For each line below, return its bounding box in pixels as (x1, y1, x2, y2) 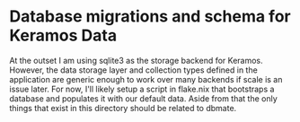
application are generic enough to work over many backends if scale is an (9, 74, 283, 84)
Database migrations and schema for (9, 6, 291, 27)
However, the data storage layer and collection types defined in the (9, 65, 258, 75)
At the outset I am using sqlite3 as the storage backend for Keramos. (9, 55, 263, 65)
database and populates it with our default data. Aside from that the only (9, 92, 278, 104)
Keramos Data (9, 25, 118, 46)
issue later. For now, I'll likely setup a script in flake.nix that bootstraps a (9, 83, 275, 94)
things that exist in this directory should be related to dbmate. (9, 102, 237, 113)
